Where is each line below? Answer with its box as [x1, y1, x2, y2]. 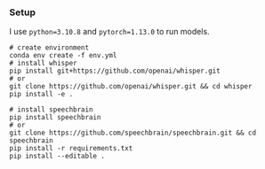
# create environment [9, 43, 90, 52]
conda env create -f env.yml [9, 51, 117, 60]
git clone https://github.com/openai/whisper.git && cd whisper [9, 82, 253, 91]
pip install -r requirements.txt [9, 144, 133, 153]
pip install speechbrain [9, 113, 101, 122]
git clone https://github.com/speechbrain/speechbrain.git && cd [9, 128, 256, 138]
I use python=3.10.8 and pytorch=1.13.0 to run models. [9, 27, 211, 37]
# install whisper [9, 59, 77, 68]
